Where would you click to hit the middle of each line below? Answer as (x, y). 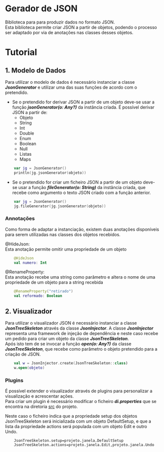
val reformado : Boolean (38, 296)
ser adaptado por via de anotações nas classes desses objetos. (69, 32)
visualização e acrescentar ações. (40, 396)
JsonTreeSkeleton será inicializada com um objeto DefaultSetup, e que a (78, 421)
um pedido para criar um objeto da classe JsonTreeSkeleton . (67, 339)
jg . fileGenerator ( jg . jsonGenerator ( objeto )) (60, 206)
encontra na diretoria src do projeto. (42, 406)
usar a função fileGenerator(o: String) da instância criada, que (82, 187)
